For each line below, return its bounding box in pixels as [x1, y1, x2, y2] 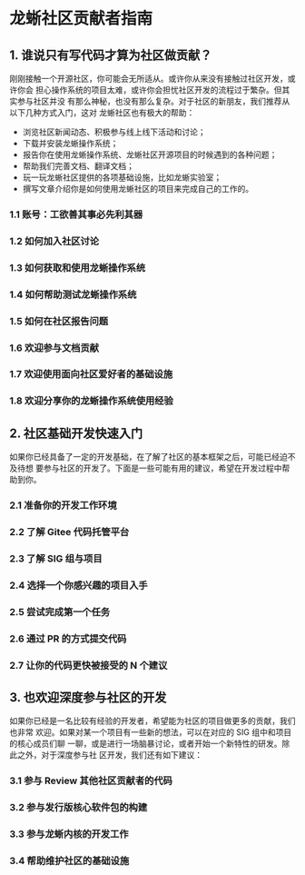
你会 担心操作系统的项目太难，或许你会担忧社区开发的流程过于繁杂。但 [16, 85, 282, 95]
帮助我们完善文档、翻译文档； [22, 161, 134, 171]
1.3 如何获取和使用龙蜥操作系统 [9, 261, 146, 273]
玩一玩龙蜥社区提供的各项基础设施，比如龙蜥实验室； [22, 172, 222, 183]
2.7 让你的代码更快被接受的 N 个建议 [9, 659, 168, 671]
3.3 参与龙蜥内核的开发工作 [9, 828, 129, 840]
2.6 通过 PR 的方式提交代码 [9, 632, 127, 645]
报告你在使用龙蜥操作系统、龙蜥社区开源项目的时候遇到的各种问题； [22, 149, 278, 160]
